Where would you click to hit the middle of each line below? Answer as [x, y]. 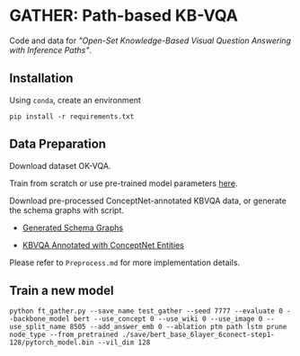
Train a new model [62, 290]
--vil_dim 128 [124, 343]
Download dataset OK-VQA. [60, 165]
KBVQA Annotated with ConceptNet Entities [103, 245]
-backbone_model [40, 319]
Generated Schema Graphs [73, 227]
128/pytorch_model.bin [52, 343]
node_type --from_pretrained [64, 335]
